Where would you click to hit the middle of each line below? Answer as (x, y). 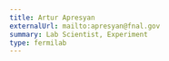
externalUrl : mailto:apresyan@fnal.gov (85, 26)
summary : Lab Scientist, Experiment (79, 34)
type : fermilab (38, 43)
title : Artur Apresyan (52, 17)
